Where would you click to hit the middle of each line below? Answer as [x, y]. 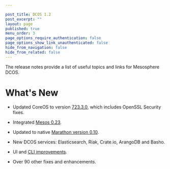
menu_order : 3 [20, 34]
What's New [32, 93]
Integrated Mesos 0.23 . [37, 122]
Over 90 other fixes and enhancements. [54, 161]
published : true [22, 29]
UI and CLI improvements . [40, 152]
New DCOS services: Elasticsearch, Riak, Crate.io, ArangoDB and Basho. [89, 142]
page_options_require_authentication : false [53, 38]
